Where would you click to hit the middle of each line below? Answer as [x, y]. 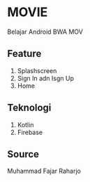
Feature [24, 54]
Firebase [30, 132]
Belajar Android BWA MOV [45, 32]
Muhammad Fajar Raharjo [44, 171]
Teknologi [29, 108]
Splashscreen [37, 70]
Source [23, 154]
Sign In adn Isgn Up [46, 78]
